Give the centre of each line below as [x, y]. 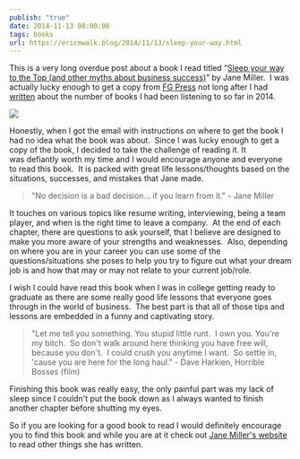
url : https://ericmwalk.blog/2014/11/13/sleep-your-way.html [126, 43]
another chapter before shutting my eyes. [86, 408]
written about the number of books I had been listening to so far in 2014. [142, 97]
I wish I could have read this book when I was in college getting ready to [142, 288]
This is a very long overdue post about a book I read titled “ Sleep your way [147, 68]
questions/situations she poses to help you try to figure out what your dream [150, 261]
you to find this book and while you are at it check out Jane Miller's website [149, 435]
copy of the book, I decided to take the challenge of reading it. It [128, 150]
